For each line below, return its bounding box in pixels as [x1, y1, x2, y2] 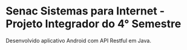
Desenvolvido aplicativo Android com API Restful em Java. [5, 37, 152, 44]
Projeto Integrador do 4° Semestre [5, 17, 182, 31]
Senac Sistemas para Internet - [5, 4, 165, 18]
